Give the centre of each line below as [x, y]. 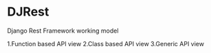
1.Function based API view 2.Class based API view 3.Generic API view [106, 43]
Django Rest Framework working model [63, 31]
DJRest [28, 12]
